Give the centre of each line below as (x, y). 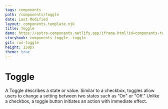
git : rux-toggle (22, 43)
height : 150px (20, 47)
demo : (11, 33)
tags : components (23, 10)
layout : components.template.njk (40, 24)
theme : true (17, 52)
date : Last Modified (27, 19)
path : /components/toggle (32, 15)
